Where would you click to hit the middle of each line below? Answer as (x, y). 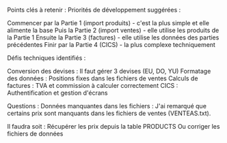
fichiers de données (35, 133)
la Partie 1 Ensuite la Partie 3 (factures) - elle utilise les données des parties (113, 37)
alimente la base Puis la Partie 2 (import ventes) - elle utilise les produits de (113, 30)
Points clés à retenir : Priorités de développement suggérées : (94, 10)
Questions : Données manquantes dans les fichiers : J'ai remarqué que (107, 106)
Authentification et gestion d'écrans (57, 93)
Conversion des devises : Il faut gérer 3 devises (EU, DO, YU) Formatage (109, 71)
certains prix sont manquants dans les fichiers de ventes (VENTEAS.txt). (109, 113)
